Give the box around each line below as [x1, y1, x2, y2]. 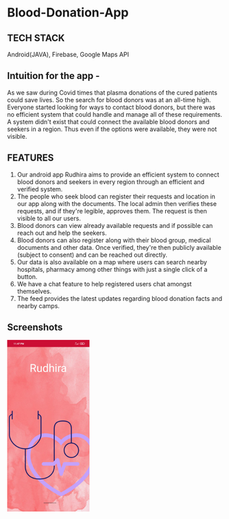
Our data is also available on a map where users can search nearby [16, 257, 208, 266]
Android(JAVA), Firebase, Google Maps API [7, 50, 129, 58]
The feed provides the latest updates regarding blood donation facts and [16, 294, 223, 303]
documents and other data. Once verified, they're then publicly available [16, 243, 221, 251]
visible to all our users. [16, 214, 81, 222]
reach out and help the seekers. [16, 229, 108, 237]
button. [16, 273, 38, 281]
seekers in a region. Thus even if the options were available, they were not [7, 125, 217, 133]
